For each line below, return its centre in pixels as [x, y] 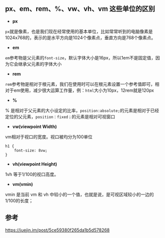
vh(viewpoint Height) [35, 164]
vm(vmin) [23, 184]
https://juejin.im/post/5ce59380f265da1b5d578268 [57, 230]
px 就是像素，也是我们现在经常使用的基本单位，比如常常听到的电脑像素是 [79, 31]
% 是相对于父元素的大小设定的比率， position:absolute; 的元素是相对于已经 [82, 110]
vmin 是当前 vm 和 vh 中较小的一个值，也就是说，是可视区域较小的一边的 [80, 194]
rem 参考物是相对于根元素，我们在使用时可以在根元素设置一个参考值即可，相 [82, 84]
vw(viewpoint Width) [34, 126]
